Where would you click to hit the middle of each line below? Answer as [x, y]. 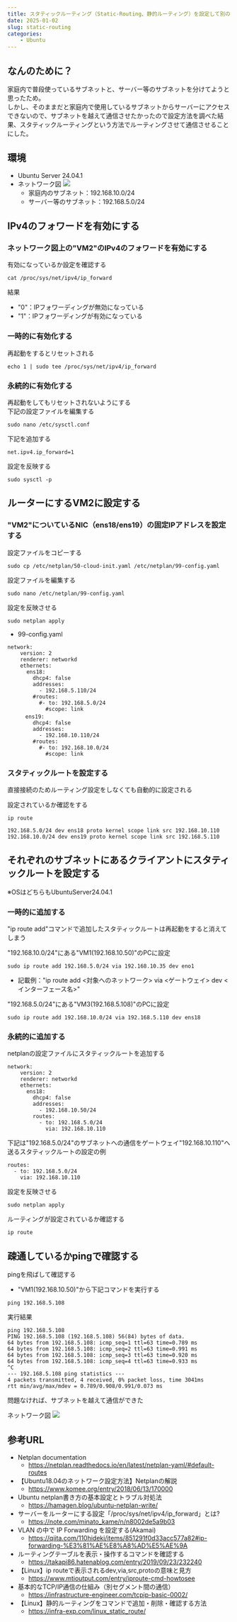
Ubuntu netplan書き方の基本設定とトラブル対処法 [90, 1497]
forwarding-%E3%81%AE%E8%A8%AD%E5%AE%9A [108, 1545]
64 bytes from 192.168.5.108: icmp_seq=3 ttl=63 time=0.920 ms [103, 1355]
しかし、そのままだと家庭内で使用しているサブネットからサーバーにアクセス [118, 106]
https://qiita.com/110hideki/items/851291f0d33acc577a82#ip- [117, 1538]
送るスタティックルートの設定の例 [57, 1152]
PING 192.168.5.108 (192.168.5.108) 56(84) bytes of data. [96, 1337]
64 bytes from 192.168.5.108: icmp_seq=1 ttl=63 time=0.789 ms [103, 1343]
